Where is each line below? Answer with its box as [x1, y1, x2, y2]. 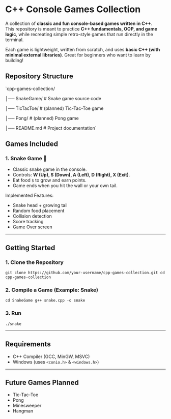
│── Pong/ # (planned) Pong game [5, 115, 79, 121]
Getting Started [5, 243, 55, 252]
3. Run [5, 310, 22, 317]
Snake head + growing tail [12, 202, 68, 208]
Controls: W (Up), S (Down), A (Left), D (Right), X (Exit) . [12, 172, 130, 178]
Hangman [12, 408, 34, 414]
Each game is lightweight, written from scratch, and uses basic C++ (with [5, 46, 160, 52]
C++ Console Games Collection [5, 4, 141, 15]
